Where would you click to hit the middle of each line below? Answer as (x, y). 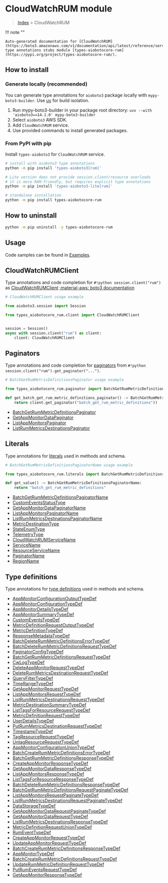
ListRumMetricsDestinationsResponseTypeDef (60, 822)
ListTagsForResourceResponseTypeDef (53, 779)
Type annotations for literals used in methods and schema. (65, 456)
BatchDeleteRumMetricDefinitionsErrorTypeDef (61, 641)
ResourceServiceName (36, 550)
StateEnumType (28, 529)
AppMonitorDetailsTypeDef (40, 609)
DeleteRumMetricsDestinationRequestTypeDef (60, 673)
